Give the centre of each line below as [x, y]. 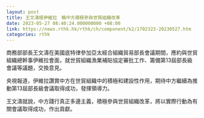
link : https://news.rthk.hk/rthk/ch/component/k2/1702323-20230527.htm [99, 29]
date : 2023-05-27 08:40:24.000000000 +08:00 [63, 23]
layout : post [23, 12]
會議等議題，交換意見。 [36, 68]
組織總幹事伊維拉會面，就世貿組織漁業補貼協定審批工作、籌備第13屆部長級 [100, 60]
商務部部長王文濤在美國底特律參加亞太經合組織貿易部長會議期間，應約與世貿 [102, 53]
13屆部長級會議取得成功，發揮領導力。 [65, 88]
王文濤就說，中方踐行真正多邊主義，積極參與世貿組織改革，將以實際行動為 [99, 102]
